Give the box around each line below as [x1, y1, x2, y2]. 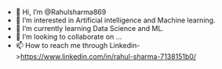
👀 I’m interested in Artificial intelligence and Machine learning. [15, 16, 216, 25]
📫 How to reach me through [15, 41, 108, 50]
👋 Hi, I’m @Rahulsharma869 [15, 8, 107, 16]
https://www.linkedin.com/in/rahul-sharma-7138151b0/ [20, 52, 197, 61]
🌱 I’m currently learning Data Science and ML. [15, 24, 165, 33]
